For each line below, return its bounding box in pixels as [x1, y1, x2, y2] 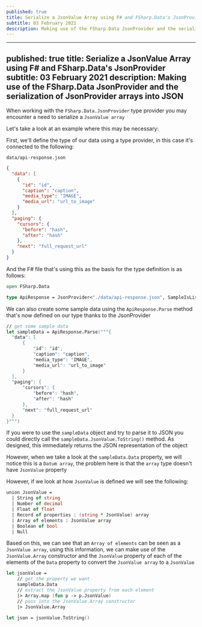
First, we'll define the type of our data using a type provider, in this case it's [6, 136, 194, 144]
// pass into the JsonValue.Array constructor [17, 598, 136, 604]
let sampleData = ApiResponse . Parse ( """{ [6, 329, 112, 335]
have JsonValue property [6, 466, 67, 474]
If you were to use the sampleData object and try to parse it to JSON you [6, 429, 184, 436]
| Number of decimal [11, 501, 63, 507]
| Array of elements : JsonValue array [11, 518, 112, 524]
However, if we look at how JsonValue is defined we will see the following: [6, 478, 189, 485]
